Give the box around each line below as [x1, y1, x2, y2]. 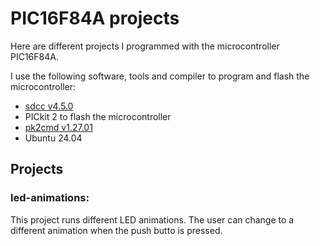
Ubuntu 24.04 [24, 132, 83, 144]
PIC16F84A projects [10, 7, 180, 30]
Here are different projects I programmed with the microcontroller [10, 40, 280, 52]
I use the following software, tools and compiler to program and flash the [10, 70, 310, 82]
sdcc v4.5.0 [24, 100, 74, 112]
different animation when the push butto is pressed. [10, 224, 223, 236]
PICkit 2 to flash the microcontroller [24, 110, 172, 122]
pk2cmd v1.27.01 [24, 121, 93, 133]
